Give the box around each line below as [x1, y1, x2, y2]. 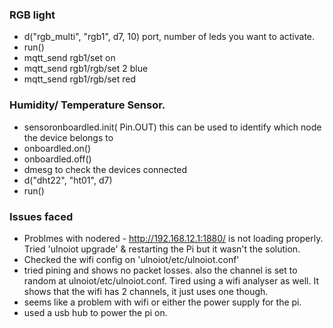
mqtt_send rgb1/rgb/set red [23, 73, 137, 85]
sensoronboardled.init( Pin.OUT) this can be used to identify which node [23, 121, 322, 133]
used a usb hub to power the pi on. [23, 306, 168, 318]
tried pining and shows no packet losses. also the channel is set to [23, 264, 298, 276]
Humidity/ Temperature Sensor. [9, 98, 166, 112]
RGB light [9, 8, 56, 22]
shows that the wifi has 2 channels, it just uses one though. [23, 285, 269, 297]
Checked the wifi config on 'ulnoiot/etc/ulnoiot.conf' [23, 253, 240, 265]
